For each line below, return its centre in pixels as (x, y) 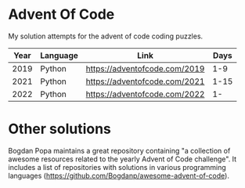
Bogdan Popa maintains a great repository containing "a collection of (119, 150)
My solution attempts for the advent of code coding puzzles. (106, 36)
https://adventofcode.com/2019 (145, 68)
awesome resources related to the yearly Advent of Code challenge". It (122, 159)
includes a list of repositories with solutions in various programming (117, 167)
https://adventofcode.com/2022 (145, 94)
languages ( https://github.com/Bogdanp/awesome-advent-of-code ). (119, 175)
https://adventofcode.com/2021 (145, 81)
